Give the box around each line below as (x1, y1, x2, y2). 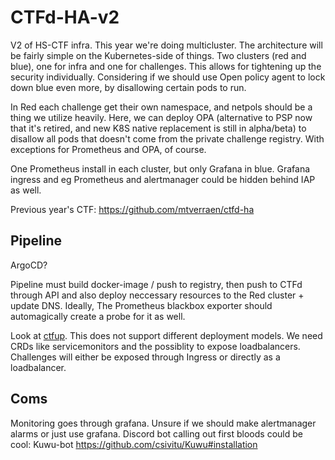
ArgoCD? (10, 259, 48, 271)
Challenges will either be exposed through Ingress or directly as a (10, 351, 281, 363)
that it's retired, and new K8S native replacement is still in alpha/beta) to (10, 122, 307, 134)
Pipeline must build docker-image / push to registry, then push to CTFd (10, 278, 303, 290)
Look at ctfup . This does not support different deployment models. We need (10, 329, 323, 341)
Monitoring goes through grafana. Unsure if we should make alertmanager (10, 417, 317, 429)
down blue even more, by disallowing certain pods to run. (10, 81, 247, 93)
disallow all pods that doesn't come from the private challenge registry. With (10, 132, 325, 145)
